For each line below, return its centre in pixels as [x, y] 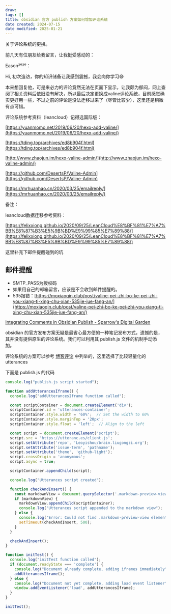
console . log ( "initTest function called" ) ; [55, 560]
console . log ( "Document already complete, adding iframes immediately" [91, 569]
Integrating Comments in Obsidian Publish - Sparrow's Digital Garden [78, 322]
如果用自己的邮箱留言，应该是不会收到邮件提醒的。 [66, 289]
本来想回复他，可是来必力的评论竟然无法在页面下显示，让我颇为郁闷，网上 [83, 88]
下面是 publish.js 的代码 [30, 372]
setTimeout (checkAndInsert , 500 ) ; [55, 522]
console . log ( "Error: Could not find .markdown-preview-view [84, 518]
